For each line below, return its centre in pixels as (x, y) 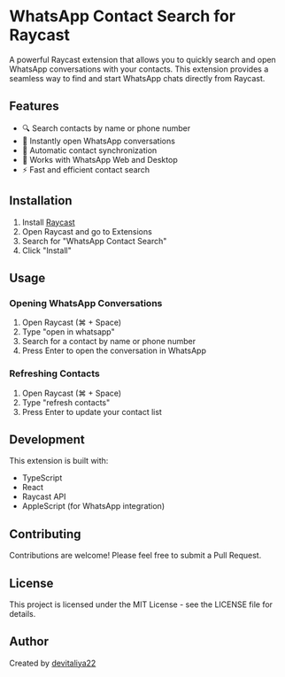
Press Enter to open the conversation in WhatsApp (114, 350)
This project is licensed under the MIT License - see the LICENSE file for (141, 604)
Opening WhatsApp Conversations (86, 303)
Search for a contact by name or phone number (109, 342)
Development (47, 439)
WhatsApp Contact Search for (123, 16)
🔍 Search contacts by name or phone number (106, 128)
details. (23, 613)
